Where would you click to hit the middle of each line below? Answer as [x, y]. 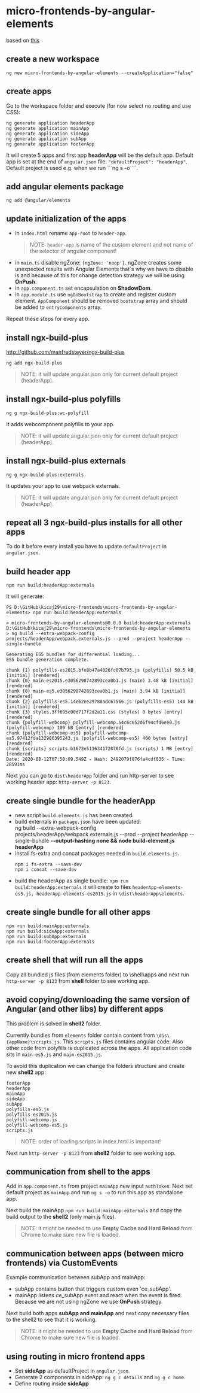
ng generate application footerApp [50, 144]
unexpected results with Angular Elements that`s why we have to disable [104, 269]
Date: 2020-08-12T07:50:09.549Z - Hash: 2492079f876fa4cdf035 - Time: [96, 759]
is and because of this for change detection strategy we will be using [100, 275]
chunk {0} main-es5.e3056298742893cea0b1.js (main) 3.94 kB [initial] [96, 691]
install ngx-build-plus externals [66, 461]
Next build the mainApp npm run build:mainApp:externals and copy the [94, 1210]
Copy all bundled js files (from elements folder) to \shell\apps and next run [98, 975]
